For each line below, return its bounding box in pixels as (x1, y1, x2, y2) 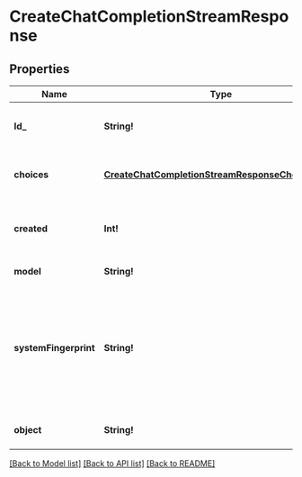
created (13, 222, 48, 235)
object (13, 424, 42, 436)
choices (13, 168, 49, 181)
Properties (9, 61, 70, 76)
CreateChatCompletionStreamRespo (9, 6, 289, 27)
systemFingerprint (13, 342, 96, 354)
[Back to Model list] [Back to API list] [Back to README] (9, 458, 216, 469)
